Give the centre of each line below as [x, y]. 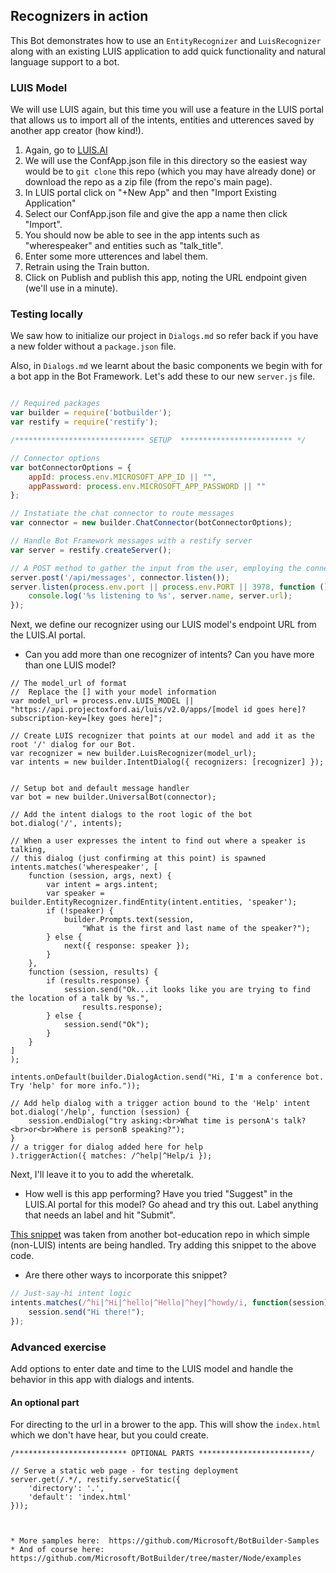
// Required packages [55, 404]
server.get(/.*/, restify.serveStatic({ [96, 1480]
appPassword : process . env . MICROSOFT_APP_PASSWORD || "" [147, 486]
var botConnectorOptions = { [71, 467]
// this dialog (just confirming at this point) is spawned [138, 859]
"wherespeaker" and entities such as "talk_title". [124, 246]
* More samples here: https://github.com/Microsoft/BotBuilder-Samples [165, 1541]
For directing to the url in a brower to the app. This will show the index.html [165, 1425]
